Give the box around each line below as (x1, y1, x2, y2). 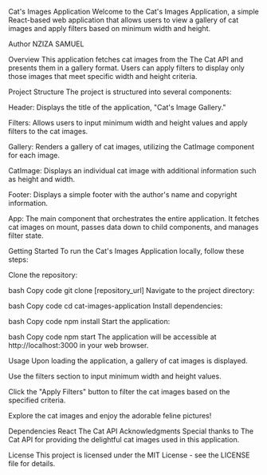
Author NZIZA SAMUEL (8, 39, 84, 49)
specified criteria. (8, 395, 66, 405)
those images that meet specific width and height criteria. (8, 72, 198, 81)
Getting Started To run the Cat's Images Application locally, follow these (8, 247, 245, 255)
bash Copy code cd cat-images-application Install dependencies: (8, 301, 223, 311)
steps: (8, 255, 29, 264)
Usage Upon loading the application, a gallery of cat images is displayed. (8, 356, 248, 366)
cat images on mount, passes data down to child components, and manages (8, 223, 259, 232)
